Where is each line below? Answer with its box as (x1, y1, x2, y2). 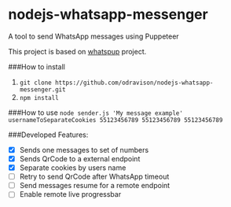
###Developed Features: (8, 130, 89, 139)
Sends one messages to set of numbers (19, 145, 149, 154)
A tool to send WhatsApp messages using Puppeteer (8, 31, 179, 41)
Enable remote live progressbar (19, 190, 122, 199)
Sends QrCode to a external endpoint (19, 154, 141, 163)
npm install (19, 94, 59, 102)
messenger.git (19, 85, 66, 94)
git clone (19, 79, 53, 87)
